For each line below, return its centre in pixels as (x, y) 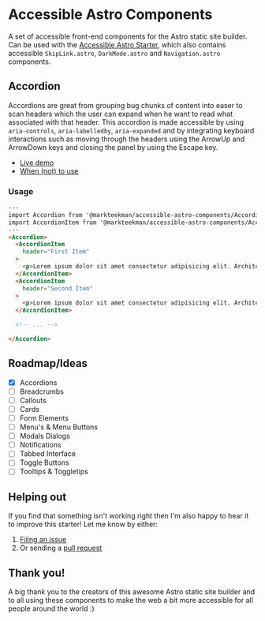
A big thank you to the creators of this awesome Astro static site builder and (132, 592)
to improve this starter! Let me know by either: (83, 524)
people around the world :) (51, 608)
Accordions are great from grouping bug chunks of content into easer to (125, 105)
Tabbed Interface (48, 454)
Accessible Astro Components (110, 15)
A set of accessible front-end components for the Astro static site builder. (128, 36)
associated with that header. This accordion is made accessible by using (126, 122)
